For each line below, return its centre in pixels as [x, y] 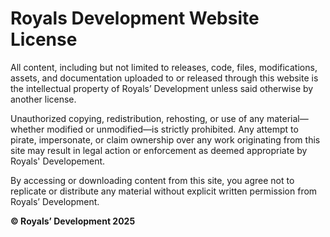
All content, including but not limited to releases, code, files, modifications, [164, 67]
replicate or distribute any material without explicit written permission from [164, 191]
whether [27, 129]
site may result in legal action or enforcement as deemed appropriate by [159, 150]
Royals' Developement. [58, 161]
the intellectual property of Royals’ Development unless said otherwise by [162, 88]
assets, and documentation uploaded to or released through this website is [164, 78]
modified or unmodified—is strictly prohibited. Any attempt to [172, 129]
